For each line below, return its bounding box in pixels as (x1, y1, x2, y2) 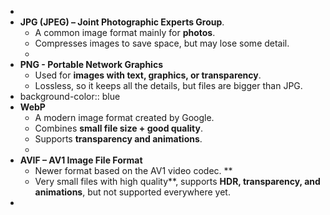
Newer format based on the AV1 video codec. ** (34, 165, 233, 176)
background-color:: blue (19, 91, 121, 102)
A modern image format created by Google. (34, 112, 215, 123)
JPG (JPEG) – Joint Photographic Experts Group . (19, 16, 225, 28)
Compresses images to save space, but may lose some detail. (34, 37, 290, 49)
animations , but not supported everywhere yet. (34, 186, 231, 198)
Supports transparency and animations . (34, 133, 203, 145)
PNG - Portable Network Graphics (19, 59, 163, 70)
